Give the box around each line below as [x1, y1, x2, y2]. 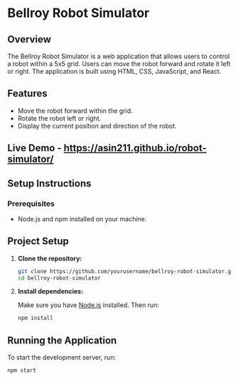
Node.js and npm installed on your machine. [17, 214, 147, 223]
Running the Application [7, 334, 117, 346]
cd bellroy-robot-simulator [17, 275, 101, 282]
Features [7, 87, 48, 100]
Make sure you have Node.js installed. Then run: [17, 301, 160, 309]
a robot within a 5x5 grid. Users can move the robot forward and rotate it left [7, 60, 231, 68]
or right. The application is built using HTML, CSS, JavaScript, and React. [7, 67, 222, 75]
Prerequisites [7, 199, 55, 209]
